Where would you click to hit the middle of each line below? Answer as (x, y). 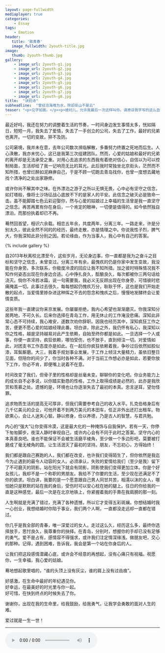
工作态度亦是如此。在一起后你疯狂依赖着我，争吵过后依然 (89, 346)
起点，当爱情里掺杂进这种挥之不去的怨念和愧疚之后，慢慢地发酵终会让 (84, 292)
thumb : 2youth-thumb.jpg (37, 55)
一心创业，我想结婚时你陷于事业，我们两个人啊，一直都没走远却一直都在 (78, 508)
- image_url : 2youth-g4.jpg (42, 78)
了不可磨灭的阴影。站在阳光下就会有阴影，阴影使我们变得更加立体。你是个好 (82, 467)
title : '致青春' (27, 42)
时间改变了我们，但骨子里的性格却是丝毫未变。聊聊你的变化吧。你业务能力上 (82, 375)
